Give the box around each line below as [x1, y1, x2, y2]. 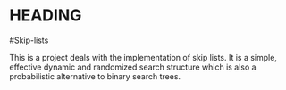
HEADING [9, 5, 82, 26]
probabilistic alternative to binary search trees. [9, 70, 181, 81]
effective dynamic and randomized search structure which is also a [9, 61, 257, 72]
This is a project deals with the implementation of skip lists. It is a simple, [9, 52, 277, 62]
